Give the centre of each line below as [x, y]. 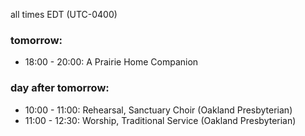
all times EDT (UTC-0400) [64, 14]
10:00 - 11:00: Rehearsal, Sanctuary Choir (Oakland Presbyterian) [158, 110]
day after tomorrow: [60, 88]
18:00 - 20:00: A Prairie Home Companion [111, 62]
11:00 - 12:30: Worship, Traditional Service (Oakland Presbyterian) [160, 120]
